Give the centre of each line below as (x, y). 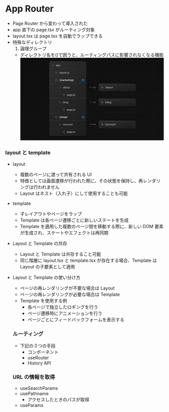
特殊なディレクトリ (32, 42)
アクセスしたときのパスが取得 (58, 400)
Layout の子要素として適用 (48, 266)
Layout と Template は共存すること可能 (61, 254)
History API (39, 363)
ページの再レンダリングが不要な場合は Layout (67, 288)
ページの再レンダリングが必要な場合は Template (70, 294)
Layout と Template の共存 (40, 243)
